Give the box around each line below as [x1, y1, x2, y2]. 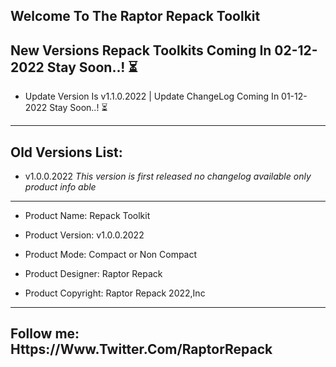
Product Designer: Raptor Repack [24, 268, 163, 280]
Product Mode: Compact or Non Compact [24, 249, 198, 261]
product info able [24, 181, 97, 193]
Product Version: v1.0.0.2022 [24, 229, 145, 241]
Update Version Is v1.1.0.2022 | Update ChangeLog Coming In [24, 90, 280, 103]
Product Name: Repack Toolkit [24, 210, 151, 222]
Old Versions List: [10, 144, 123, 161]
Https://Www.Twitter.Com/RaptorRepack [10, 341, 273, 358]
